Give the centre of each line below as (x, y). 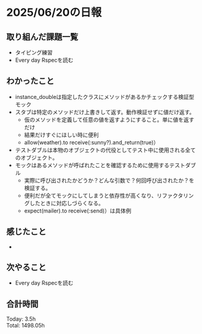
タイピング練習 (34, 53)
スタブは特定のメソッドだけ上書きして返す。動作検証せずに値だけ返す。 (105, 112)
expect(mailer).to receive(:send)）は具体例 (78, 211)
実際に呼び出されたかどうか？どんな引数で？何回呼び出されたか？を (109, 180)
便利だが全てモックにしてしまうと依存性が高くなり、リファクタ (104, 196)
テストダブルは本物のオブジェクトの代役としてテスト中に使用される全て (105, 150)
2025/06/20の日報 (54, 12)
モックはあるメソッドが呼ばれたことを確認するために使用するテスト (100, 165)
